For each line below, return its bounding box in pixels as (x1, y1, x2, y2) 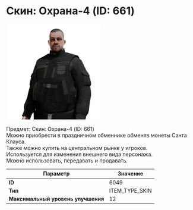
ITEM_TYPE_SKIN (109, 187, 153, 194)
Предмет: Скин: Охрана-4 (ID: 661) (6, 125, 95, 132)
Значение (118, 170, 144, 177)
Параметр (43, 170, 70, 177)
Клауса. (6, 138, 26, 145)
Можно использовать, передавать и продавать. (6, 156, 128, 164)
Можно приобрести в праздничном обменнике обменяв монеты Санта (6, 131, 187, 139)
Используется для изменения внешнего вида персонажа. (6, 151, 153, 158)
